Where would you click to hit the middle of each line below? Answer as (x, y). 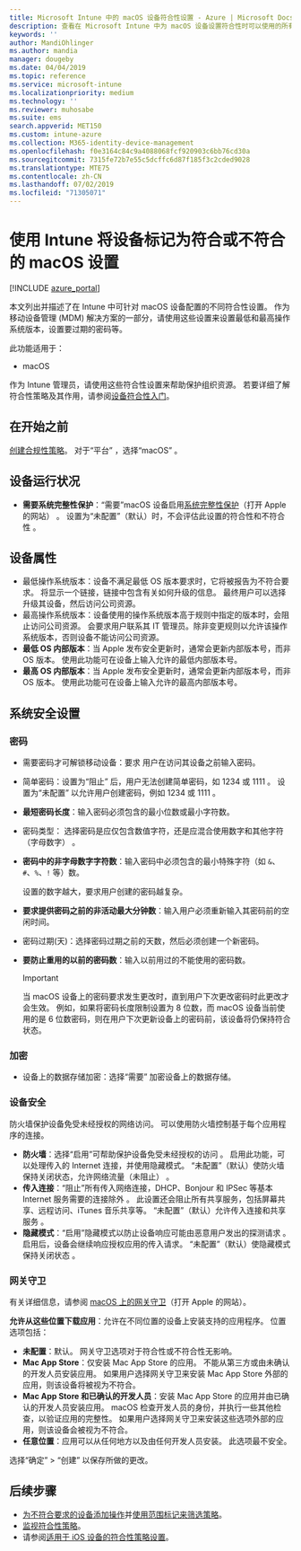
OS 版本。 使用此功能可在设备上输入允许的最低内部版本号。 (132, 660)
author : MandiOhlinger (52, 43)
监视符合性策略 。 (54, 1525)
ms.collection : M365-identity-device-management (102, 143)
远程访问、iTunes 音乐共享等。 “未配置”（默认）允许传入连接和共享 (162, 1210)
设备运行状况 (45, 481)
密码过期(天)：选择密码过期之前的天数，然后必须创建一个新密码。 (143, 941)
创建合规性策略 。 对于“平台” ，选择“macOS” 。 (96, 450)
